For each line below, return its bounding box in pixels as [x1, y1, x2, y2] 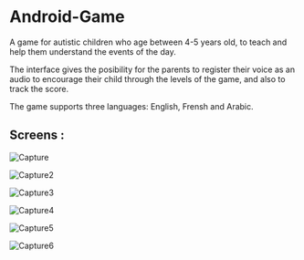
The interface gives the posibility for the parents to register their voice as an [9, 64, 295, 75]
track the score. [9, 83, 69, 94]
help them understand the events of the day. [9, 46, 176, 57]
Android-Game [9, 6, 125, 27]
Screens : [9, 128, 65, 143]
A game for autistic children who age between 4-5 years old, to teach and [9, 36, 288, 47]
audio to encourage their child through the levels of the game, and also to [9, 73, 286, 84]
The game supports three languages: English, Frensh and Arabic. [9, 100, 254, 111]
